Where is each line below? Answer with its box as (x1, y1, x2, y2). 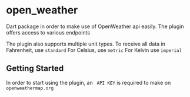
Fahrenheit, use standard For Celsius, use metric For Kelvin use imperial (6, 46, 182, 53)
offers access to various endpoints (6, 29, 90, 36)
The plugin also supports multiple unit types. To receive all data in (6, 40, 166, 47)
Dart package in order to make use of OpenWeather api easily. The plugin (6, 23, 184, 30)
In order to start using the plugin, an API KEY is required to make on (6, 79, 171, 86)
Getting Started (6, 64, 64, 74)
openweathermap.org (6, 85, 54, 91)
